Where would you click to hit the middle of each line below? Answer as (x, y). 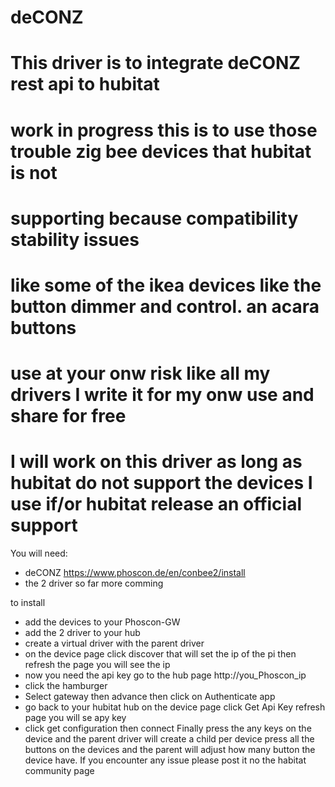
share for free (68, 416)
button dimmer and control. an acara (165, 306)
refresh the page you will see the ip (97, 665)
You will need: (39, 553)
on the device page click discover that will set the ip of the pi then (160, 654)
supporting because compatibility (154, 218)
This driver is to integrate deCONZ (155, 63)
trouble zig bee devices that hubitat (161, 151)
